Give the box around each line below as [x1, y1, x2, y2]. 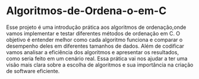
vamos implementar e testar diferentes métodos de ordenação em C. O [6, 29, 181, 37]
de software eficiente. [6, 67, 60, 74]
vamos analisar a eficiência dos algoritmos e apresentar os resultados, [6, 48, 179, 55]
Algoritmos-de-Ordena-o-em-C [6, 4, 167, 18]
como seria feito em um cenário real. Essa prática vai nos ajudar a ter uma [6, 55, 188, 62]
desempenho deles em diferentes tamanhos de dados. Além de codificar [6, 42, 185, 50]
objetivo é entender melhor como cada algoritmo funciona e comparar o [6, 36, 183, 43]
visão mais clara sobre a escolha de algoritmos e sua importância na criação [6, 61, 194, 68]
